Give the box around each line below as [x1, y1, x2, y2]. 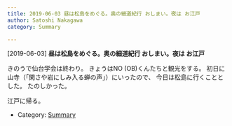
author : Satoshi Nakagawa [7, 17, 83, 24]
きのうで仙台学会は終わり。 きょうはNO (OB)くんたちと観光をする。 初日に [7, 64, 226, 73]
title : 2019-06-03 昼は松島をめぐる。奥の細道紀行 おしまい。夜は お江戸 [7, 10, 201, 17]
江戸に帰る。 [7, 97, 44, 105]
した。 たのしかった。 [7, 82, 71, 90]
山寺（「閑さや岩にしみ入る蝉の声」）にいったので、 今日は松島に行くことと [7, 73, 224, 81]
